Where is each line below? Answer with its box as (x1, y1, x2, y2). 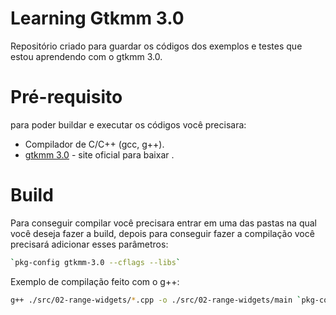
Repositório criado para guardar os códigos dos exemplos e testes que (10, 40, 303, 52)
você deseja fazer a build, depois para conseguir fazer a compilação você (10, 227, 315, 239)
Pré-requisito (10, 86, 123, 109)
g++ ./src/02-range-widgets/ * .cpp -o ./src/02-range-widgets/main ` (10, 295, 302, 305)
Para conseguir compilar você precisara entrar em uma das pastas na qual (10, 217, 317, 229)
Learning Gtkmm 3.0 (10, 7, 185, 30)
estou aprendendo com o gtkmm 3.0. (10, 50, 163, 62)
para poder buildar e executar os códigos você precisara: (10, 118, 247, 131)
